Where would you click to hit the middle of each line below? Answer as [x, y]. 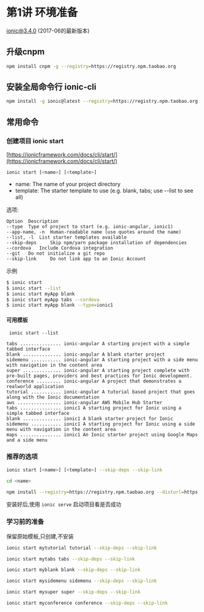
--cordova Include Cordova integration [60, 248]
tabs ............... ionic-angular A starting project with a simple [98, 344]
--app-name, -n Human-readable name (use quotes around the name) [94, 232]
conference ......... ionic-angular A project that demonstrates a [94, 381]
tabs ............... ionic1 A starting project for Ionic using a [94, 408]
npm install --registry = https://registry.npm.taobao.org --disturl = [95, 492]
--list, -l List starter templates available [67, 237]
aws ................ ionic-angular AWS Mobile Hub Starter [85, 403]
